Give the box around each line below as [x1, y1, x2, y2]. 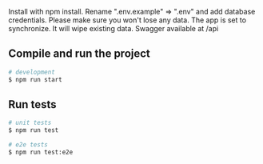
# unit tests [8, 119, 52, 127]
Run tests [8, 98, 57, 111]
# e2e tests [8, 141, 48, 149]
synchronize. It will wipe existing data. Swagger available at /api [8, 24, 219, 33]
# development [8, 68, 56, 76]
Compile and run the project [8, 47, 150, 61]
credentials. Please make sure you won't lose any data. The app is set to [8, 15, 246, 25]
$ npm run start [8, 75, 62, 83]
